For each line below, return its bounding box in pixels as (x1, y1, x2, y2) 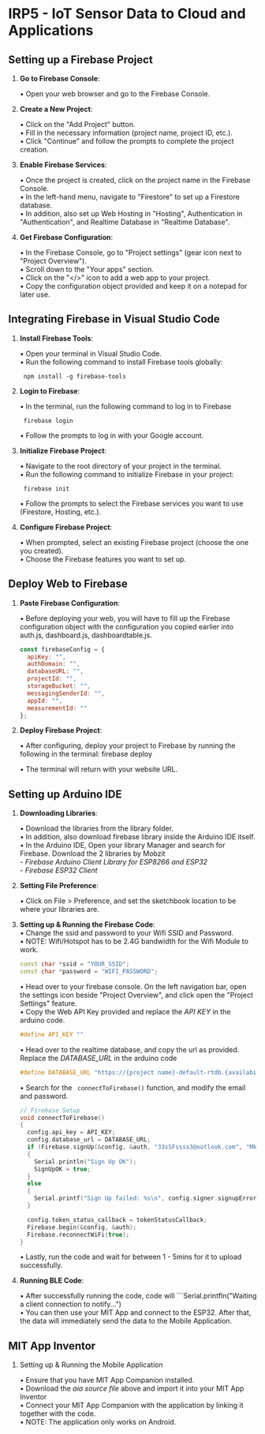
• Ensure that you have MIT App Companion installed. (19, 1376, 195, 1385)
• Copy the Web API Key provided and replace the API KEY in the (19, 1006, 231, 1016)
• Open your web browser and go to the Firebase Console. (19, 89, 211, 99)
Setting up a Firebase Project (8, 53, 154, 66)
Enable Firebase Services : (19, 160, 107, 170)
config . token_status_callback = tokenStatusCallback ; (27, 1216, 207, 1223)
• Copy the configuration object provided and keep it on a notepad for (19, 282, 248, 290)
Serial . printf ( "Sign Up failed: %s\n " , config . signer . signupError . (34, 1194, 260, 1203)
